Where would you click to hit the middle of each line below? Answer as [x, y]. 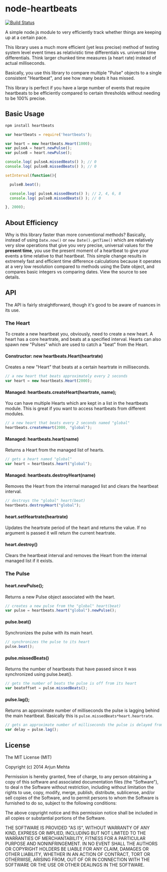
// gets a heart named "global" [39, 459]
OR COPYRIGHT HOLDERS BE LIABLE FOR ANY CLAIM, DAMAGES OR [77, 849]
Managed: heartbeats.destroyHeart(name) [50, 475]
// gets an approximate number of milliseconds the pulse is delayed [79, 725]
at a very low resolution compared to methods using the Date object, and [80, 267]
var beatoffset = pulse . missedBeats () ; [46, 688]
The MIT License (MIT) [29, 757]
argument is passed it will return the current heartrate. [60, 533]
